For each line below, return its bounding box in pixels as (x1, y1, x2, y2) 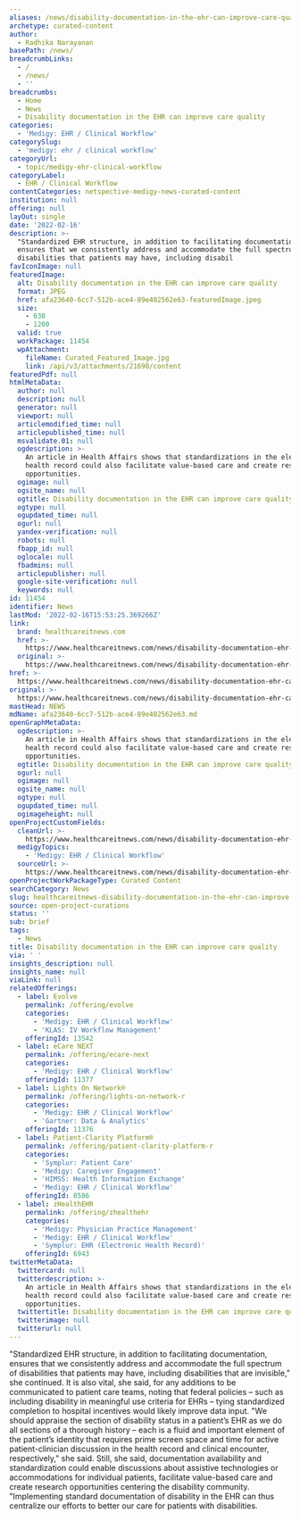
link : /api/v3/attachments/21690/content (25, 361, 181, 370)
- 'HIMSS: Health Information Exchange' (32, 1175, 186, 1184)
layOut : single (9, 212, 66, 221)
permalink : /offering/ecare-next (25, 1051, 150, 1059)
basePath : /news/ (9, 46, 74, 55)
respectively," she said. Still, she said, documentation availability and (9, 1452, 262, 1464)
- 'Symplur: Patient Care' (32, 1158, 134, 1167)
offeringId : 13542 (25, 1034, 94, 1042)
